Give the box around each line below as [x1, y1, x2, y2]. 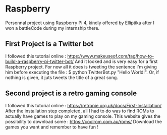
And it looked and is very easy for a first [75, 58, 158, 64]
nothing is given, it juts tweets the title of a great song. [5, 74, 119, 81]
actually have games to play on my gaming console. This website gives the [5, 113, 160, 119]
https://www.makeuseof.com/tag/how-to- [67, 53, 154, 59]
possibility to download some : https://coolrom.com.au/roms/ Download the [5, 118, 162, 124]
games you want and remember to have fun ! [5, 124, 99, 130]
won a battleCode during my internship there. [5, 25, 100, 31]
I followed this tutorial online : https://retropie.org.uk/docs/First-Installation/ [5, 102, 162, 108]
